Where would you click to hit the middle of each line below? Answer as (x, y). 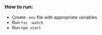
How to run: (19, 7)
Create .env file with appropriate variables (54, 17)
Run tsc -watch (27, 22)
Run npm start (26, 28)
